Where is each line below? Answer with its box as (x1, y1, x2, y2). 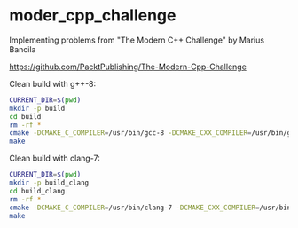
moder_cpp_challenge (9, 5, 176, 26)
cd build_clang (9, 186, 66, 195)
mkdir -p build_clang (9, 178, 90, 187)
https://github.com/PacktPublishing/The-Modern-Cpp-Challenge (9, 61, 247, 72)
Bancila (9, 43, 36, 54)
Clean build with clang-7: (9, 153, 100, 164)
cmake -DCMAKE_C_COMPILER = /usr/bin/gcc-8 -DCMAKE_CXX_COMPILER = (9, 129, 252, 138)
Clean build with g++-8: (9, 78, 97, 89)
